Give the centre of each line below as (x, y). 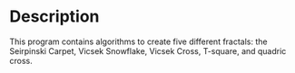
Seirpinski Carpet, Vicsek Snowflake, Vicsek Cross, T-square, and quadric (148, 50)
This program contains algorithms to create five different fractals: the (138, 41)
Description (54, 17)
